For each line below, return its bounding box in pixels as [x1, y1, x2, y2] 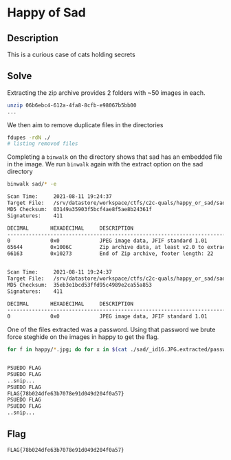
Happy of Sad [7, 5, 86, 21]
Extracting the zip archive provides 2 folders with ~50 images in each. [7, 88, 206, 97]
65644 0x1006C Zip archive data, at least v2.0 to [7, 244, 205, 251]
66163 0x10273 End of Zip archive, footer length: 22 [7, 250, 214, 257]
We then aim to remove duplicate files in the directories [7, 120, 164, 129]
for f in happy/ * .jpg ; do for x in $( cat [7, 346, 128, 353]
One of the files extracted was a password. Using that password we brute [7, 325, 216, 334]
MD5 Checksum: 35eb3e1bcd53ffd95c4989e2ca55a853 [7, 281, 153, 288]
